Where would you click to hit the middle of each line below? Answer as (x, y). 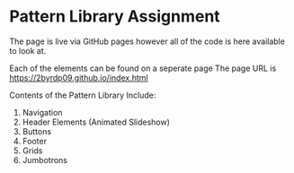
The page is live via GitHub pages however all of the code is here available (147, 41)
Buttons (37, 131)
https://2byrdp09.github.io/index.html (79, 77)
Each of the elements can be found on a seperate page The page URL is (143, 68)
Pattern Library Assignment (115, 17)
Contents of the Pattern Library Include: (83, 95)
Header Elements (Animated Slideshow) (96, 122)
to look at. (28, 50)
